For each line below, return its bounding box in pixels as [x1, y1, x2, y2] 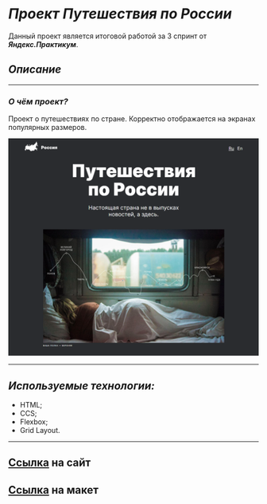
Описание [8, 63, 62, 77]
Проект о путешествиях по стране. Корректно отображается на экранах [8, 114, 256, 124]
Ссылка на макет [8, 483, 99, 497]
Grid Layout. [19, 425, 61, 435]
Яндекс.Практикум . [8, 39, 79, 49]
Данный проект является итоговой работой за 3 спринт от [8, 31, 207, 41]
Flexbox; [19, 416, 48, 427]
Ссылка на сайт [8, 456, 91, 470]
